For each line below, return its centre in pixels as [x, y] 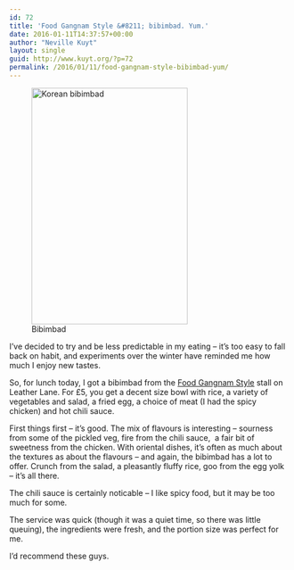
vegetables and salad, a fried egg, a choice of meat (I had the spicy [133, 401]
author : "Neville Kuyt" [53, 42]
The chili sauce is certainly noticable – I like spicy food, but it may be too [142, 492]
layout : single [37, 51]
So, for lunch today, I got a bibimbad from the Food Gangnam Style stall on [146, 382]
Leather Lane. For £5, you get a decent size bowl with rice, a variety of [139, 392]
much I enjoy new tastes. [55, 365]
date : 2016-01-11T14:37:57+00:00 [71, 34]
